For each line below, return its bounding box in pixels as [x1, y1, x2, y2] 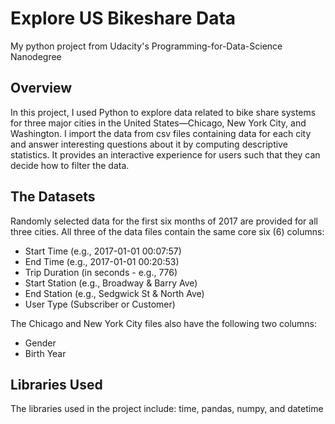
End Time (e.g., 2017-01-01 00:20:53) [24, 255, 180, 267]
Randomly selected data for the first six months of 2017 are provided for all [10, 215, 318, 227]
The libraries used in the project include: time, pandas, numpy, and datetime [10, 403, 324, 415]
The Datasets [10, 188, 96, 206]
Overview [10, 80, 73, 97]
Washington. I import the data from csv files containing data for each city [10, 127, 312, 139]
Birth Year [24, 347, 67, 359]
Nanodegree [10, 50, 62, 62]
